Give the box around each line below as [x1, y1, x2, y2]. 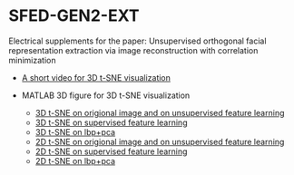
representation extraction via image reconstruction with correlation [8, 44, 259, 55]
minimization [8, 54, 56, 65]
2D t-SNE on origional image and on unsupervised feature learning [34, 136, 285, 147]
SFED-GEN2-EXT [8, 5, 140, 26]
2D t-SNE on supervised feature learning [34, 146, 188, 157]
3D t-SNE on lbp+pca [34, 126, 115, 137]
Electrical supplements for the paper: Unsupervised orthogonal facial [8, 35, 267, 46]
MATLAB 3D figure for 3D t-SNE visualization [21, 90, 191, 101]
